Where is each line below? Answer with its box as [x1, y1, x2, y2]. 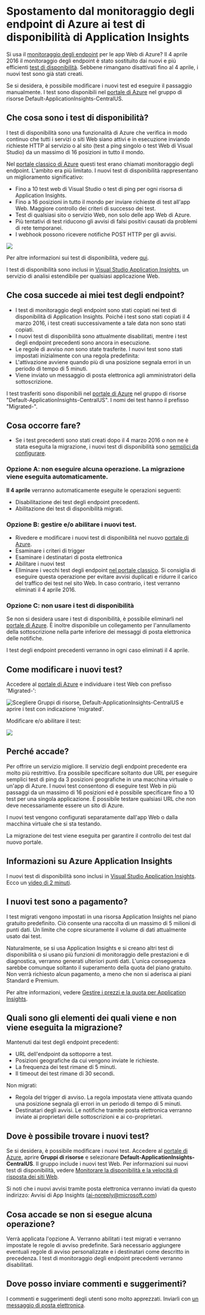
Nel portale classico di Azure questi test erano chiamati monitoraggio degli [6, 160, 194, 168]
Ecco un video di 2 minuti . [6, 879, 72, 886]
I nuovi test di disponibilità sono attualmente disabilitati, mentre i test [15, 332, 187, 340]
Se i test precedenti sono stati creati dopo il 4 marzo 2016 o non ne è [15, 436, 189, 444]
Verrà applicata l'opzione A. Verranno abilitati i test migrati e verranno [6, 1235, 181, 1242]
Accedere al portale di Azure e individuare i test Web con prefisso [6, 680, 172, 688]
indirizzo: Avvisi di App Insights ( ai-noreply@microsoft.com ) [6, 1191, 157, 1199]
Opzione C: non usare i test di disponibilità [6, 601, 134, 609]
